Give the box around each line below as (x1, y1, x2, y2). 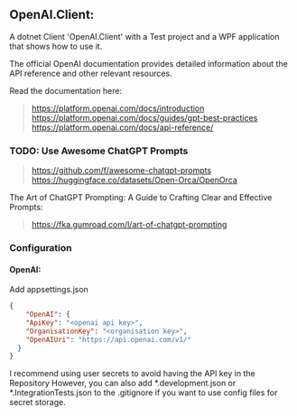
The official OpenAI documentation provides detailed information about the (9, 58, 289, 69)
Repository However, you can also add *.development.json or (9, 378, 237, 389)
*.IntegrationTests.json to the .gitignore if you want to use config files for (9, 387, 278, 398)
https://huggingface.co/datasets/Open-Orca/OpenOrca (31, 175, 237, 186)
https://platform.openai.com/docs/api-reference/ (31, 122, 214, 133)
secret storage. (9, 397, 66, 408)
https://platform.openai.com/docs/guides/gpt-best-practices (31, 112, 258, 123)
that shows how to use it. (9, 41, 103, 51)
